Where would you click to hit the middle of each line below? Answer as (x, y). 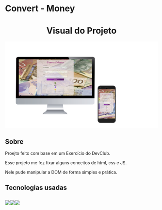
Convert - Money (40, 9)
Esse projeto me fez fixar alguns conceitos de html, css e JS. (66, 163)
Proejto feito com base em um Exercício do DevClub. (58, 153)
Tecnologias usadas (36, 187)
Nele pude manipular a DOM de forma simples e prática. (61, 172)
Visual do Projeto (81, 31)
